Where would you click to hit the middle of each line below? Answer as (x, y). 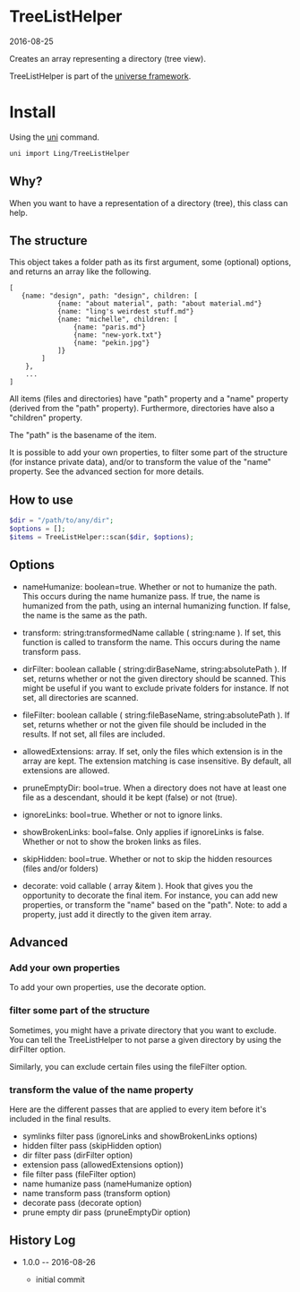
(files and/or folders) (60, 868)
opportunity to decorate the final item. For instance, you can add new (150, 895)
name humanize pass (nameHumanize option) (107, 1184)
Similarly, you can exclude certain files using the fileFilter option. (129, 1066)
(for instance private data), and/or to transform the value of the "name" (140, 462)
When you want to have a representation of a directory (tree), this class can (149, 202)
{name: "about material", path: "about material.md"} (159, 304)
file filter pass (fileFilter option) (79, 1174)
